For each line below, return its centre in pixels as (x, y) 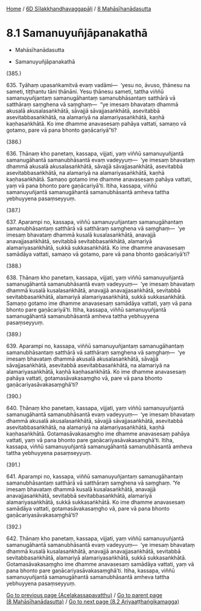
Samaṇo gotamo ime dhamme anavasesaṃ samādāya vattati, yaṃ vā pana (99, 303)
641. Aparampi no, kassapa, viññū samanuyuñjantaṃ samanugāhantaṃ (95, 476)
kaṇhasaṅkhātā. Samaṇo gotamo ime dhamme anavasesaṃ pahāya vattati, (99, 179)
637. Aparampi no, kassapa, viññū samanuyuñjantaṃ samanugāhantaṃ (95, 222)
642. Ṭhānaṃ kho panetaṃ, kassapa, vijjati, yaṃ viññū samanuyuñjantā (95, 538)
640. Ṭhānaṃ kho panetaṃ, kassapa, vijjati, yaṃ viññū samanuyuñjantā (95, 408)
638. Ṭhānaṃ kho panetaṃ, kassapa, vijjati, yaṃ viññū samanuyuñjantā (95, 277)
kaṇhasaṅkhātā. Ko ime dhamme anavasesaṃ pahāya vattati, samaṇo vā (96, 123)
